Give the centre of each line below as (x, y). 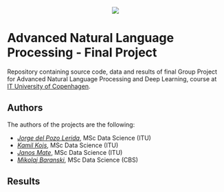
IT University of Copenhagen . (49, 86)
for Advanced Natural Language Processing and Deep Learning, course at (112, 78)
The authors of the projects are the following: (71, 125)
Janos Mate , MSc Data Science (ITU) (70, 152)
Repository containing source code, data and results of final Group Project (112, 72)
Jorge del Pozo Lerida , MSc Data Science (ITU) (84, 138)
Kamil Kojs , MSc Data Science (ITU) (68, 145)
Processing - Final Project (82, 53)
